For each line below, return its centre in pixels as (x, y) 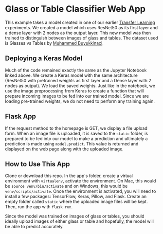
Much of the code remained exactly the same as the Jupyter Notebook (76, 70)
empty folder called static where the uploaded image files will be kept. (76, 202)
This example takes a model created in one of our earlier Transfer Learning (80, 22)
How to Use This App (37, 164)
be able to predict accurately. (35, 227)
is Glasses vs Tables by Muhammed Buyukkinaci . (54, 43)
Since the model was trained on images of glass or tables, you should (75, 216)
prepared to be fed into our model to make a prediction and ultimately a (76, 138)
